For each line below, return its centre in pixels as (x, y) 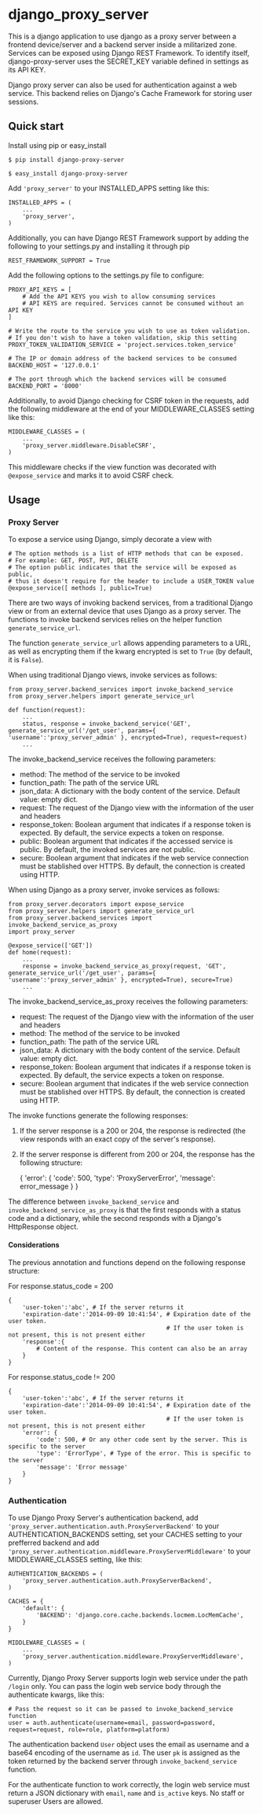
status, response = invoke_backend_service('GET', (107, 724)
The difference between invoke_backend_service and (93, 1202)
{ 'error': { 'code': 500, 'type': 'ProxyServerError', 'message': (117, 1178)
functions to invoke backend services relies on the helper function (115, 620)
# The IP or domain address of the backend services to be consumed (122, 358)
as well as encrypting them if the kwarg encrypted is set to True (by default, (130, 651)
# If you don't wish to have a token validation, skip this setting (122, 337)
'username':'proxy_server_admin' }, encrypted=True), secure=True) (121, 980)
